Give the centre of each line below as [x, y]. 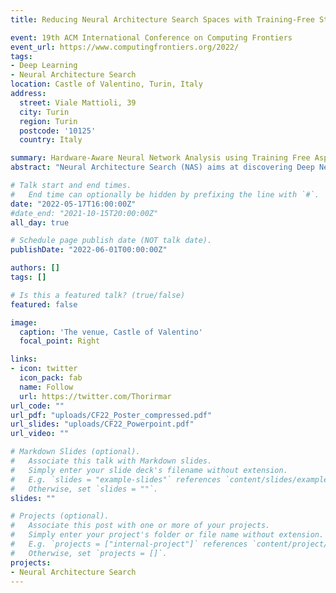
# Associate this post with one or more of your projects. [140, 526]
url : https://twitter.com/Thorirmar [95, 396]
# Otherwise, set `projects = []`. [89, 553]
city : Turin [44, 112]
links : [24, 359]
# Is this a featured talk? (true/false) [98, 295]
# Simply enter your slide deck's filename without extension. [149, 470]
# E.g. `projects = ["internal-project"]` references [129, 544]
